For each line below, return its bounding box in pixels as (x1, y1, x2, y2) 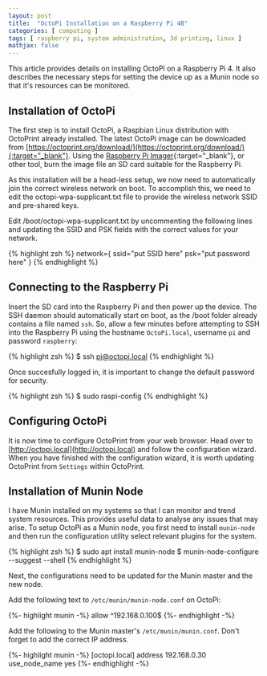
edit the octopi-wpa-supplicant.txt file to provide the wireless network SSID (8, 192, 258, 202)
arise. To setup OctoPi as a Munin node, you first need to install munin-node (8, 523, 256, 532)
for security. (8, 375, 49, 385)
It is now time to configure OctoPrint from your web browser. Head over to (8, 435, 253, 446)
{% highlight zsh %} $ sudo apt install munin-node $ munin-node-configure (8, 547, 259, 556)
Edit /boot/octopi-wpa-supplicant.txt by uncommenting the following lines (8, 216, 253, 226)
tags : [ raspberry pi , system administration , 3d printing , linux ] (8, 34, 242, 43)
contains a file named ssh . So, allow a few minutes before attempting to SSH (8, 319, 260, 328)
